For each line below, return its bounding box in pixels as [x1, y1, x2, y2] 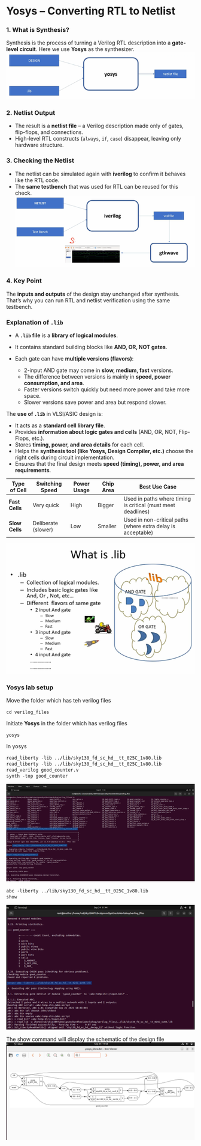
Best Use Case [139, 483, 177, 490]
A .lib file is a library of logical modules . [14, 332, 118, 339]
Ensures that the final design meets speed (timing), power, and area [14, 460, 184, 468]
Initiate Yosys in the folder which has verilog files [6, 720, 127, 727]
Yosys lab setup [6, 683, 54, 692]
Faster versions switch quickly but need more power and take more [23, 386, 190, 393]
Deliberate [32, 519, 59, 526]
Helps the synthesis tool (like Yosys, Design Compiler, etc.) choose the [14, 448, 194, 455]
